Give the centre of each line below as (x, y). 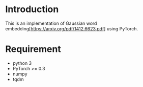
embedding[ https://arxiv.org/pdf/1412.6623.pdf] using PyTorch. (72, 28)
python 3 (22, 63)
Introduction (32, 9)
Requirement (33, 49)
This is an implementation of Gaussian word (51, 23)
